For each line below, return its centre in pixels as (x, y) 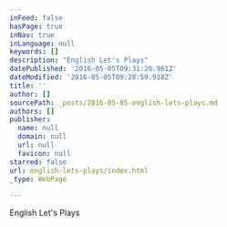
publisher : (30, 119)
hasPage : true (36, 26)
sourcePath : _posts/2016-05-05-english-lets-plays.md (114, 103)
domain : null (42, 137)
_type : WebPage (38, 179)
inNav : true (32, 35)
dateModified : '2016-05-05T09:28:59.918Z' (91, 77)
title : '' (28, 86)
